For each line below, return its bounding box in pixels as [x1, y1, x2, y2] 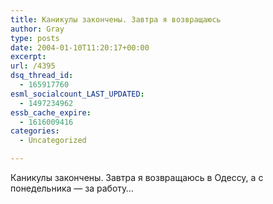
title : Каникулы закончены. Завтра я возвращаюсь [10, 14, 222, 25]
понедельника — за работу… [10, 182, 134, 194]
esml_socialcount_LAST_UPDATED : [10, 89, 145, 99]
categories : [10, 126, 60, 136]
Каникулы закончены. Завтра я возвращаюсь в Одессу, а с [10, 172, 264, 183]
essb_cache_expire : [10, 107, 92, 118]
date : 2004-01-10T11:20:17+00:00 [10, 42, 150, 53]
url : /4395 [10, 61, 56, 71]
